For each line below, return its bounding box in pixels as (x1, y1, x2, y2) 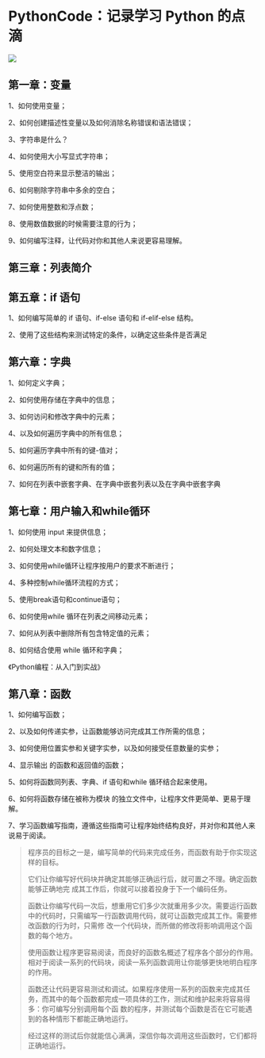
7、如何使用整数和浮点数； (8, 201, 96, 211)
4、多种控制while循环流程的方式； (8, 577, 121, 587)
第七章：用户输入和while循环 (8, 504, 151, 518)
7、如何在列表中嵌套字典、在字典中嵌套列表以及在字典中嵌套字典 (8, 479, 221, 489)
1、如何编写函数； (8, 710, 67, 719)
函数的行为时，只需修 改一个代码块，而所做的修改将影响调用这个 (34, 921, 246, 930)
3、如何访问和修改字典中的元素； (8, 412, 117, 421)
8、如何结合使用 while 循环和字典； (8, 645, 125, 654)
